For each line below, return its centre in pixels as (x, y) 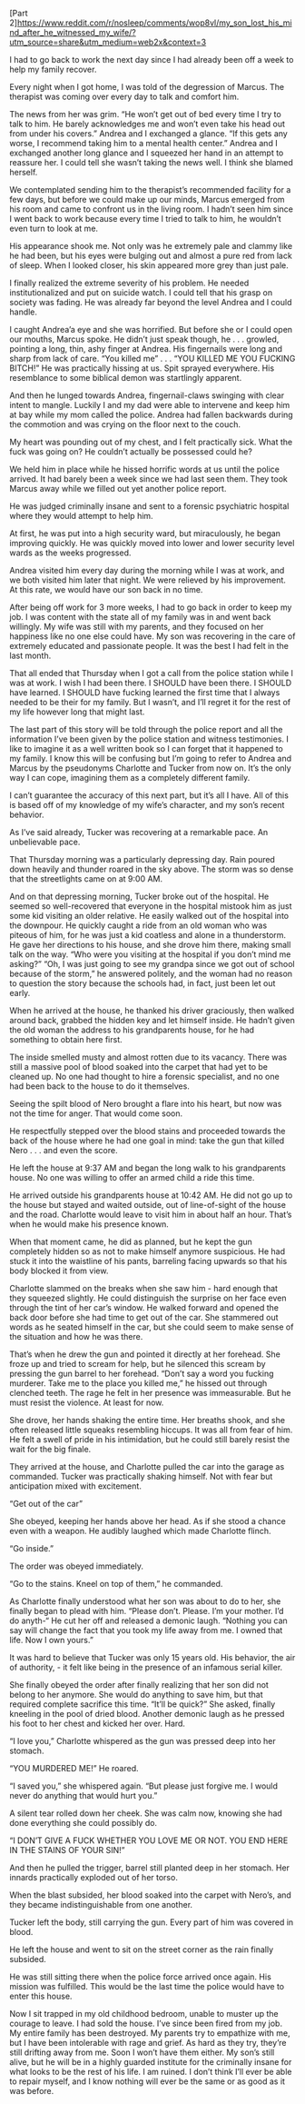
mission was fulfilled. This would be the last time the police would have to (147, 1986)
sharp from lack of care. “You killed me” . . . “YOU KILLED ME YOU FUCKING (152, 359)
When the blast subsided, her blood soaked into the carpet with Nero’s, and (151, 1895)
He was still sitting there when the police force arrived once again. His (141, 1977)
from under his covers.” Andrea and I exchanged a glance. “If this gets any (148, 134)
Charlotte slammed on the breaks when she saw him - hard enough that (144, 1288)
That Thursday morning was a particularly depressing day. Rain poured (142, 859)
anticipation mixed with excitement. (76, 1486)
